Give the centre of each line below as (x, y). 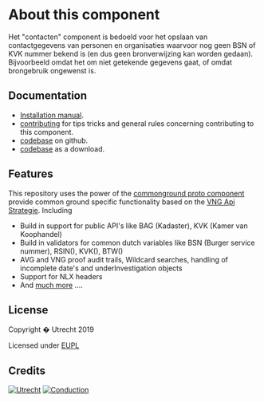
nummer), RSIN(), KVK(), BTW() (71, 251)
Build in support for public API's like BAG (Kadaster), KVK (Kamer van (134, 226)
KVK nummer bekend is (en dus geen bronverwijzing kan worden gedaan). (131, 53)
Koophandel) (41, 234)
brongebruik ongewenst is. (52, 70)
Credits (27, 370)
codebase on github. (54, 140)
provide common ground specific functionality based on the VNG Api (122, 202)
